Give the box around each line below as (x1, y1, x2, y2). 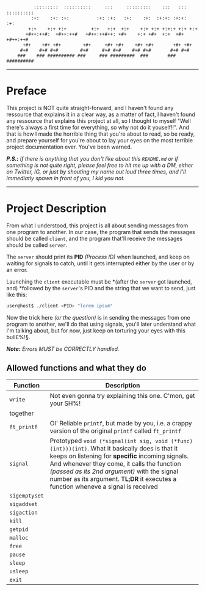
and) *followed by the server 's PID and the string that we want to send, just (6, 284, 196, 292)
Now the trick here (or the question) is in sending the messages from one (6, 314, 190, 321)
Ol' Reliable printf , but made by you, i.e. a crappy (49, 419, 192, 427)
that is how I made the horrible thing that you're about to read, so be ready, (6, 130, 195, 138)
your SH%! (49, 399, 81, 408)
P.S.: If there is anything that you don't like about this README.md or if (6, 155, 179, 162)
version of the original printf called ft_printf (49, 427, 182, 435)
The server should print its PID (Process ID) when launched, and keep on (6, 253, 190, 260)
